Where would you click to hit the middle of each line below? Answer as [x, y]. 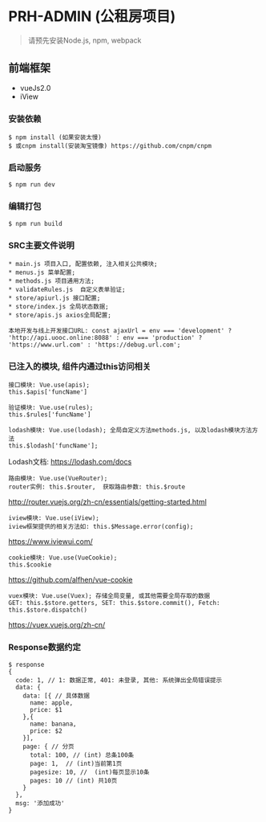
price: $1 [46, 710]
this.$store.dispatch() [48, 610]
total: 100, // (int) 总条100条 [82, 755]
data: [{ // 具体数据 [56, 696]
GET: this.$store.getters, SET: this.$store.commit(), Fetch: [114, 603]
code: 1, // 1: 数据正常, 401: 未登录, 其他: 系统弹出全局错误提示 [119, 680]
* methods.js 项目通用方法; [51, 281]
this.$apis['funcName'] [48, 392]
